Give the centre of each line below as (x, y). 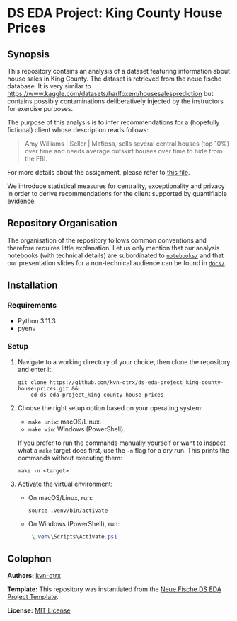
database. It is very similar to (50, 86)
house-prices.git (43, 388)
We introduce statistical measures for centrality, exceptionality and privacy (116, 186)
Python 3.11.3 (37, 320)
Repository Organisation (63, 223)
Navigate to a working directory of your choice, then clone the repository (124, 361)
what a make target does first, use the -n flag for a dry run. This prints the (123, 450)
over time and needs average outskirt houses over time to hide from (123, 151)
